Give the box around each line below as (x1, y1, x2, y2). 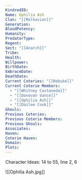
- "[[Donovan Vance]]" (10, 93, 58, 98)
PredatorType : (5, 36, 36, 41)
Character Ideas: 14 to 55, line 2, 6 (5, 159, 77, 165)
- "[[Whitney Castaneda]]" (10, 88, 67, 93)
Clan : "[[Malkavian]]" (5, 17, 53, 22)
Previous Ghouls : (5, 121, 42, 126)
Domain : (5, 140, 22, 145)
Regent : (5, 41, 22, 46)
